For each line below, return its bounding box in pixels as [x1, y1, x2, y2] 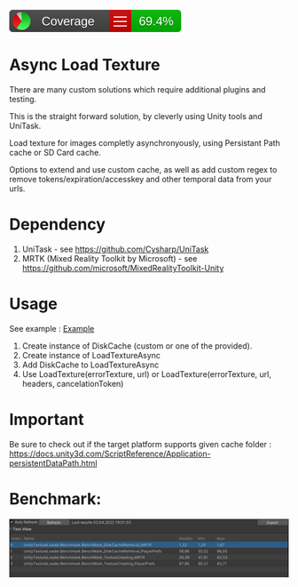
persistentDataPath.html [9, 457, 98, 468]
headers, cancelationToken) [21, 378, 124, 389]
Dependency [9, 214, 106, 235]
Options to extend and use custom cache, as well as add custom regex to [9, 164, 278, 174]
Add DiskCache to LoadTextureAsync [21, 359, 160, 370]
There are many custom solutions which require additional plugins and [9, 84, 266, 94]
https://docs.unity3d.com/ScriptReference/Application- [9, 448, 211, 459]
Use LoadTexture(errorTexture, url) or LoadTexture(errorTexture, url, [21, 368, 272, 379]
